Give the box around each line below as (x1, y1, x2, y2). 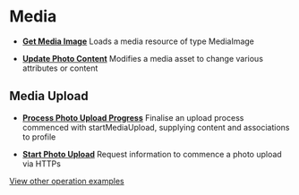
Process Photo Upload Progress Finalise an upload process (21, 112, 244, 123)
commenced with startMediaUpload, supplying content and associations (21, 122, 290, 132)
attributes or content (21, 63, 98, 73)
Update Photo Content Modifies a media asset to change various (21, 53, 264, 64)
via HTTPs (21, 158, 61, 169)
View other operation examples (9, 175, 124, 186)
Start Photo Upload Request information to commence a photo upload (21, 148, 282, 159)
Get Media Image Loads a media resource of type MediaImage (21, 36, 255, 47)
